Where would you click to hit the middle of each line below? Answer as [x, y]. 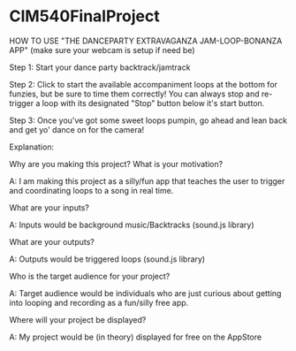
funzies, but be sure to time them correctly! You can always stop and [134, 94]
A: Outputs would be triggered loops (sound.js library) [107, 259]
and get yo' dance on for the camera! [77, 129]
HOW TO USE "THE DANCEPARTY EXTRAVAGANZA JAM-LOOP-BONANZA [146, 41]
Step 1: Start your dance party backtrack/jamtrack [100, 67]
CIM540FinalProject [85, 16]
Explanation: [32, 147]
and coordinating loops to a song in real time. [91, 190]
